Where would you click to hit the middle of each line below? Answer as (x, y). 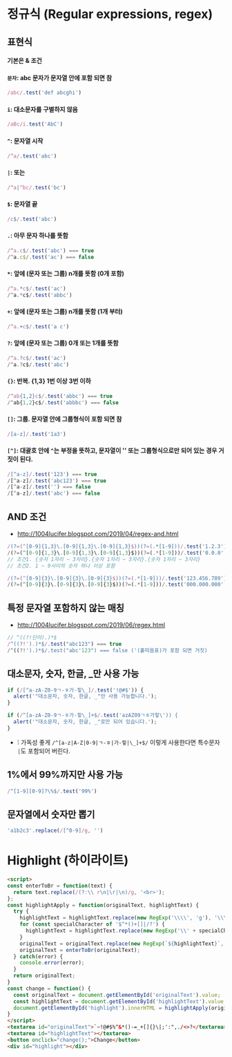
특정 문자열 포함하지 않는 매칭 (66, 608)
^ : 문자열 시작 (25, 141)
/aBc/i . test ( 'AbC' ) (35, 124)
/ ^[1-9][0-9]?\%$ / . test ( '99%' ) (52, 791)
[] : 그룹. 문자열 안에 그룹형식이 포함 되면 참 (65, 419)
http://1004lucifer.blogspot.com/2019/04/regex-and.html (98, 534)
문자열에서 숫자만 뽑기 (51, 814)
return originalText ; (45, 976)
